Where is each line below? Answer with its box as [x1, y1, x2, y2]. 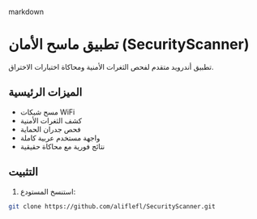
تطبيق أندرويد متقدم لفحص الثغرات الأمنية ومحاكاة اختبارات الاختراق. [8, 62, 214, 71]
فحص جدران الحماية [19, 124, 81, 134]
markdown [8, 7, 45, 16]
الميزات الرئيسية [8, 85, 83, 100]
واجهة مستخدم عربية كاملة [19, 133, 101, 143]
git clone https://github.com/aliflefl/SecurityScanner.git [8, 202, 216, 210]
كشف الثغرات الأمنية [19, 115, 83, 125]
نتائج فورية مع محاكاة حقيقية [19, 141, 105, 151]
